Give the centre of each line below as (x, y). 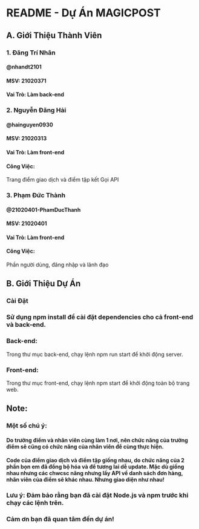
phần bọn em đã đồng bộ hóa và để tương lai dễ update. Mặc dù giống (95, 467)
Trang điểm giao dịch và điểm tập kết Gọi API (63, 180)
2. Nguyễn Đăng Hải (36, 110)
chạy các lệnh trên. (35, 503)
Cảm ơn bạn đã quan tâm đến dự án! (60, 519)
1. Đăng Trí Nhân (31, 53)
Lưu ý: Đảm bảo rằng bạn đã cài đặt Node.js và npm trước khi (97, 495)
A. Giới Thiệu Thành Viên (54, 35)
